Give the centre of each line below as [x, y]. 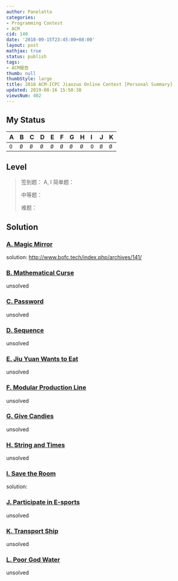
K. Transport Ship [32, 531]
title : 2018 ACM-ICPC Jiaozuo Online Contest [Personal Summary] [89, 85]
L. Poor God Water [33, 559]
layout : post [22, 46]
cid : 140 [17, 34]
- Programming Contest [34, 23]
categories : [21, 17]
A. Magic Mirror [29, 244]
